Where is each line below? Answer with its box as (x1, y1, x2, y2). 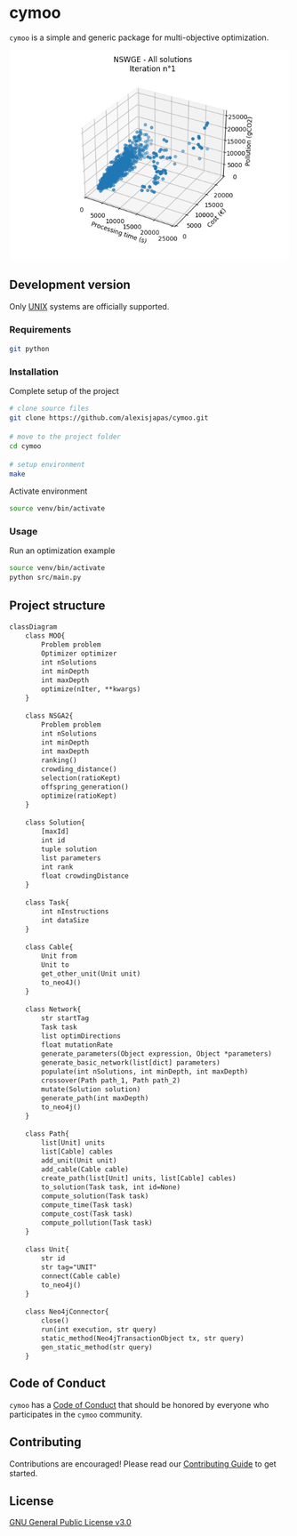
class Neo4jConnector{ (25, 1307, 109, 1316)
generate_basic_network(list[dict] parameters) (41, 1058, 221, 1067)
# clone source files (9, 404, 90, 414)
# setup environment (9, 461, 86, 470)
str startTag (41, 1013, 90, 1023)
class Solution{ (25, 817, 86, 827)
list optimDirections (41, 1031, 122, 1041)
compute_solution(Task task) (41, 1191, 149, 1201)
